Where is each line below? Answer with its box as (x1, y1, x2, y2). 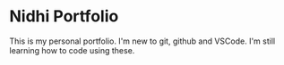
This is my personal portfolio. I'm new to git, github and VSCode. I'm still (9, 36, 276, 46)
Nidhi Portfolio (9, 6, 119, 27)
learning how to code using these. (9, 45, 135, 55)
